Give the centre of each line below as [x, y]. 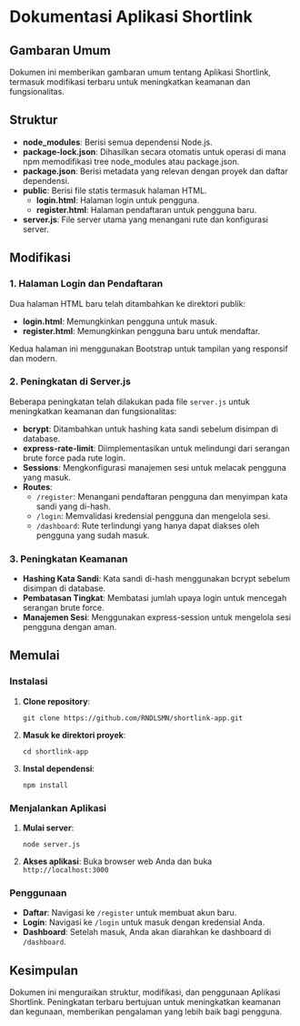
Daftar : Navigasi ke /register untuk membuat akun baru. [130, 913]
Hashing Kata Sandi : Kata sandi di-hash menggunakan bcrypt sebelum [156, 579]
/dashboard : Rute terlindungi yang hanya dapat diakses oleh [148, 525]
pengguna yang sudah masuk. [93, 535]
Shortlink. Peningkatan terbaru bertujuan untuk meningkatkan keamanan [145, 1002]
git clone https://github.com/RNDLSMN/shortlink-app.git [133, 718]
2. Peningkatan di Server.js [70, 381]
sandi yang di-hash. [73, 506]
